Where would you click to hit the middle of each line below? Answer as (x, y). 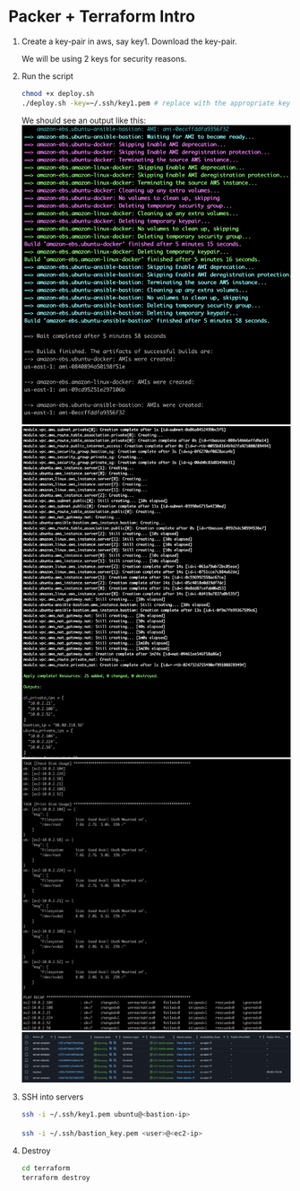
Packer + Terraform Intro (102, 17)
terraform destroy (56, 1178)
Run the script (47, 76)
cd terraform (46, 1168)
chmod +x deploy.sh (58, 93)
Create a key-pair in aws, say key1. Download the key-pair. (129, 41)
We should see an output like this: (84, 120)
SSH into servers (52, 1097)
